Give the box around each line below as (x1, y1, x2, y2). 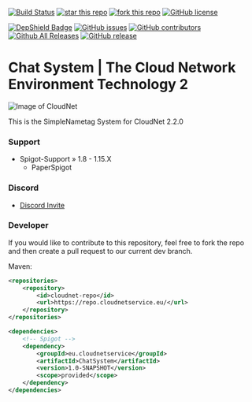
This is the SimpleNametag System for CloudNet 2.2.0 (8, 117, 183, 126)
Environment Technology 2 (8, 76, 189, 94)
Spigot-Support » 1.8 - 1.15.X (19, 154, 112, 164)
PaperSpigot (31, 162, 72, 173)
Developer (8, 220, 49, 231)
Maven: (8, 261, 33, 271)
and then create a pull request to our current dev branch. (8, 246, 193, 255)
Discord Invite (19, 200, 65, 210)
